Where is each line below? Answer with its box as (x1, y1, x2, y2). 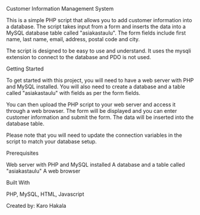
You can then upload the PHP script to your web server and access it (6, 101, 176, 108)
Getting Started (6, 65, 44, 72)
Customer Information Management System (6, 5, 114, 12)
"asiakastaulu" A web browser (6, 167, 81, 174)
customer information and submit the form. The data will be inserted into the (6, 113, 194, 121)
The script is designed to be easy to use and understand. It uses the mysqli (6, 47, 191, 54)
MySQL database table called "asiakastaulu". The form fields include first (6, 29, 186, 36)
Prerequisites (6, 149, 39, 156)
